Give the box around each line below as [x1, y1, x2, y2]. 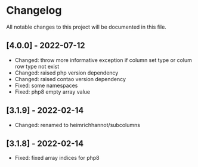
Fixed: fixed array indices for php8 [14, 154, 100, 162]
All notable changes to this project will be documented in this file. [6, 23, 167, 30]
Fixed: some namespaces [14, 82, 78, 89]
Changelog [6, 4, 62, 17]
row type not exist [14, 63, 60, 70]
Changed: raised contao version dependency [14, 75, 126, 82]
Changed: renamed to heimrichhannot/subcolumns [14, 121, 140, 128]
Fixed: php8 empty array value [14, 88, 91, 95]
